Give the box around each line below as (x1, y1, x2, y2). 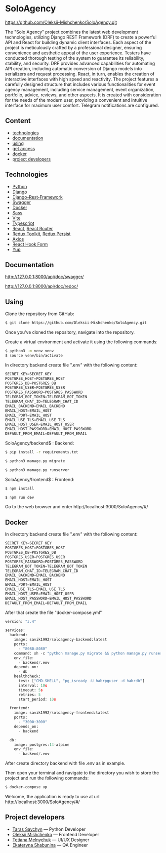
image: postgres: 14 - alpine (14, 742, 70, 747)
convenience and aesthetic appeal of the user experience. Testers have (5, 50, 151, 56)
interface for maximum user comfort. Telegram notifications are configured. (5, 102, 159, 108)
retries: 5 (18, 692, 41, 697)
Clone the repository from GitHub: (5, 311, 74, 317)
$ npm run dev (5, 495, 35, 500)
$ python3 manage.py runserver (5, 467, 70, 472)
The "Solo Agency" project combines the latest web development (5, 29, 138, 35)
